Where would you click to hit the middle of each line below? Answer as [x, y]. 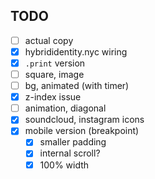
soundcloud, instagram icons [84, 120]
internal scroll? [70, 153]
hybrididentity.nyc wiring [76, 51]
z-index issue [53, 97]
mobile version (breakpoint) [82, 131]
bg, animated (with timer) [77, 86]
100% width [64, 165]
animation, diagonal [65, 108]
